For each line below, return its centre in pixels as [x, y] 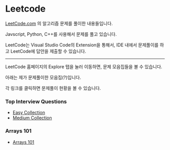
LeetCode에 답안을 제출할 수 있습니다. [48, 51]
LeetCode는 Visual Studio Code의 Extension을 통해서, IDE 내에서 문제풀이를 [82, 45]
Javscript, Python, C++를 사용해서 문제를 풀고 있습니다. [61, 34]
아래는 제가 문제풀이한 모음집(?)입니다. [43, 77]
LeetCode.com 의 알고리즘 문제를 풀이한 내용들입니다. [59, 23]
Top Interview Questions [36, 102]
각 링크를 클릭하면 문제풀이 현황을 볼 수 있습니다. [53, 88]
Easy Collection [29, 113]
